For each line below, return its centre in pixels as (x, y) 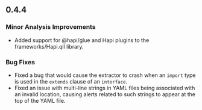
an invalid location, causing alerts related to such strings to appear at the (105, 94)
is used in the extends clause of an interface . (71, 81)
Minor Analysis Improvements (51, 27)
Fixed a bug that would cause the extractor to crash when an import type (105, 75)
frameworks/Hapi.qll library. (49, 46)
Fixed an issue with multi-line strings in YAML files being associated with (105, 88)
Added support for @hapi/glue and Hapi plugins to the (82, 40)
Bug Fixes (21, 62)
